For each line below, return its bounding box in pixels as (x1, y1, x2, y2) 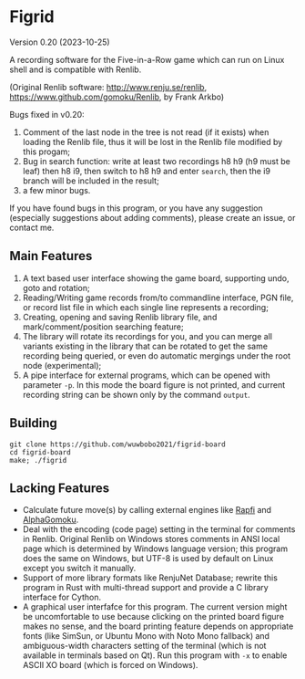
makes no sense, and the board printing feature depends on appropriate (22, 621, 294, 632)
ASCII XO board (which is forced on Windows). (22, 660, 198, 671)
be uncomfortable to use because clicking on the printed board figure (22, 611, 285, 622)
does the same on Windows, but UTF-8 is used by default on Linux (22, 553, 274, 564)
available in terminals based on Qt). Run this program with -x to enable (22, 650, 288, 661)
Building (9, 415, 57, 431)
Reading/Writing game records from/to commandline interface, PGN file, (22, 292, 294, 303)
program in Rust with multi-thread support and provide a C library (22, 582, 269, 593)
